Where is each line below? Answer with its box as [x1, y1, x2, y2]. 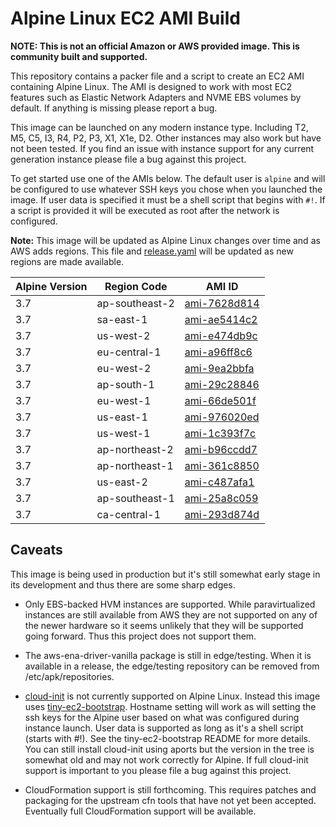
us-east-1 [96, 410, 148, 424]
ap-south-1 [96, 377, 155, 391]
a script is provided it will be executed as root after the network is [10, 204, 280, 216]
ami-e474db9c [184, 328, 258, 342]
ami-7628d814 [184, 296, 260, 310]
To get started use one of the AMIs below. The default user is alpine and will [10, 172, 326, 184]
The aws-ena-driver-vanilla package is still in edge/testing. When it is [24, 649, 312, 661]
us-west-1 [96, 426, 151, 440]
